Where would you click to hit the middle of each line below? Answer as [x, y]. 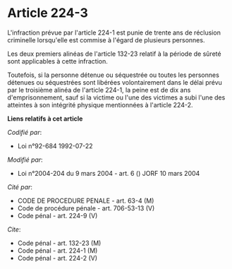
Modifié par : [25, 160]
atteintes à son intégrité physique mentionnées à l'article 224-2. [100, 104]
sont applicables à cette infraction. [57, 61]
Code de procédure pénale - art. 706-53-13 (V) [86, 208]
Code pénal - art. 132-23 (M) [59, 243]
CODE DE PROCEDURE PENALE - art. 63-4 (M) [86, 201]
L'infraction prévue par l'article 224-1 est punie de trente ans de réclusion [114, 32]
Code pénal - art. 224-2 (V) [57, 258]
